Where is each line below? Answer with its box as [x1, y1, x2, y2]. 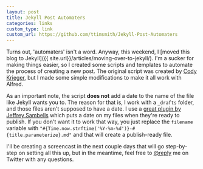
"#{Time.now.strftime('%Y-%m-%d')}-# [40, 126, 136, 132]
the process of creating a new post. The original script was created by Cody [6, 67, 198, 75]
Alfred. [6, 80, 24, 88]
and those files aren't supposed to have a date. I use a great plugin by [6, 105, 181, 112]
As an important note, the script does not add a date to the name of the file [6, 92, 194, 100]
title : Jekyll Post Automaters [6, 15, 86, 21]
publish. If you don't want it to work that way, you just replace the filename [6, 118, 193, 125]
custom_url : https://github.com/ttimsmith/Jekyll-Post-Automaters [6, 32, 178, 38]
